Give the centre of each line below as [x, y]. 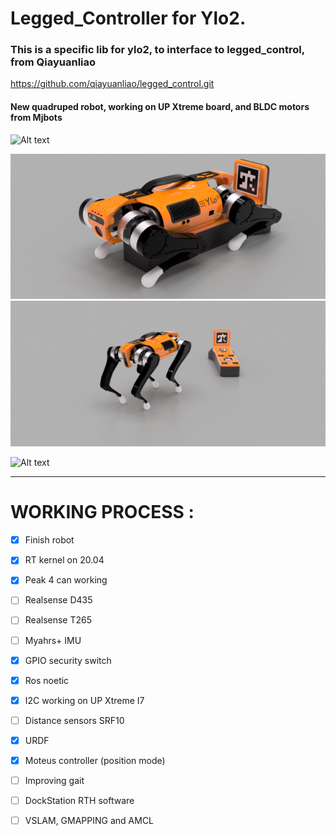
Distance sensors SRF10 [74, 720]
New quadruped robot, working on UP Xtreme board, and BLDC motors [160, 107]
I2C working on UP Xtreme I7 [84, 700]
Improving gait [54, 780]
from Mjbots [36, 118]
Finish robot [49, 540]
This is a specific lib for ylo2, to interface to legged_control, [157, 50]
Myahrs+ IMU [53, 640]
